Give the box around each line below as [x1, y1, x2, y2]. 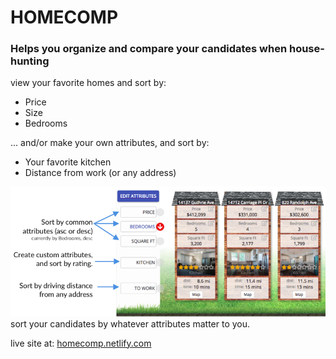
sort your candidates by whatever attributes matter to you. [10, 317, 251, 330]
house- [288, 42, 325, 56]
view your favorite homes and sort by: [10, 77, 167, 89]
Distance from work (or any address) [24, 167, 177, 179]
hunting [10, 54, 50, 68]
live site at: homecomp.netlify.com [10, 337, 152, 349]
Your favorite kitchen [24, 156, 112, 168]
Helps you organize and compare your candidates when [10, 42, 288, 56]
